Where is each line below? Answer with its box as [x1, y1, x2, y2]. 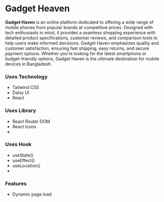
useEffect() [12, 157, 35, 163]
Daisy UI [12, 89, 29, 96]
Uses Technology [5, 73, 48, 80]
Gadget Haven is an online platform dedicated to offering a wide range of [5, 19, 154, 25]
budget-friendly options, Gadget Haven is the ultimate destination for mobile [5, 56, 160, 61]
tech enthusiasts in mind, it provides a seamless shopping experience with [5, 29, 156, 35]
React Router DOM [12, 118, 51, 124]
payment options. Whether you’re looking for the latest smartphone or [5, 50, 146, 57]
